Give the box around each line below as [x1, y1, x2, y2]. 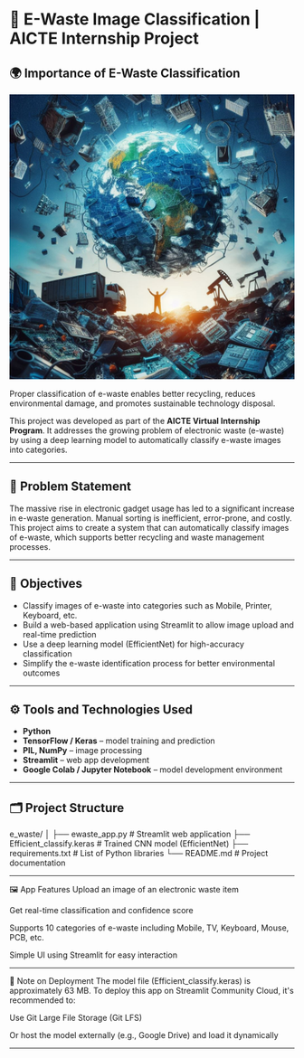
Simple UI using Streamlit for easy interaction [9, 949, 178, 960]
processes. [9, 541, 52, 552]
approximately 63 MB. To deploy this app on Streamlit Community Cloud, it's [9, 986, 294, 997]
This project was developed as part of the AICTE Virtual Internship [9, 416, 261, 426]
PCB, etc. [9, 932, 44, 943]
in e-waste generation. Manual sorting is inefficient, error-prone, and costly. [9, 512, 292, 524]
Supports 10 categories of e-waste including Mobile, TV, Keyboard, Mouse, [9, 922, 290, 933]
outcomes [22, 667, 61, 678]
